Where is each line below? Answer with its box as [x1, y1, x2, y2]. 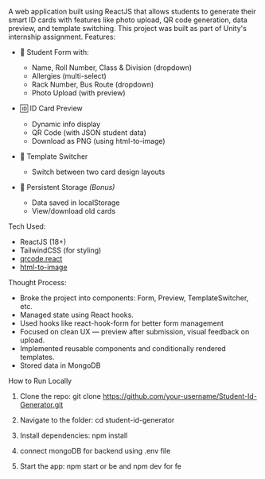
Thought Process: [8, 278, 67, 287]
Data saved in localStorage [31, 198, 120, 207]
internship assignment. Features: [8, 32, 116, 41]
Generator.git [19, 400, 64, 409]
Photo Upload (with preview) [31, 88, 126, 98]
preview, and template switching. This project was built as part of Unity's [8, 24, 247, 33]
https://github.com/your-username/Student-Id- [102, 392, 257, 400]
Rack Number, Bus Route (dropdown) [31, 79, 154, 89]
